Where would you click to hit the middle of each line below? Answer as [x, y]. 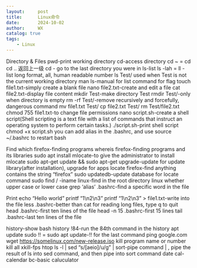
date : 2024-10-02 [35, 22]
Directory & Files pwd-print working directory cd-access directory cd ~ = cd [98, 61]
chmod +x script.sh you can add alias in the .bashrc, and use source [89, 131]
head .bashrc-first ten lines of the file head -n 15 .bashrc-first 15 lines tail [94, 211]
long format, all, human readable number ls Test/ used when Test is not [101, 75]
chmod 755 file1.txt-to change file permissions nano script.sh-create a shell [98, 112]
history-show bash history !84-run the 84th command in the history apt [93, 228]
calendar [17, 260]
